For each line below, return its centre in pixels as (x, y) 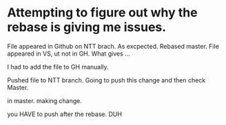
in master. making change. (45, 100)
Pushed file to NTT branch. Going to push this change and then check (106, 80)
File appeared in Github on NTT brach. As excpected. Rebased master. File (113, 46)
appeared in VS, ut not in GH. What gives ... (69, 54)
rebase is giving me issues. (87, 27)
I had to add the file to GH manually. (58, 67)
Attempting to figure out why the (102, 13)
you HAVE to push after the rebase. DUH (65, 114)
